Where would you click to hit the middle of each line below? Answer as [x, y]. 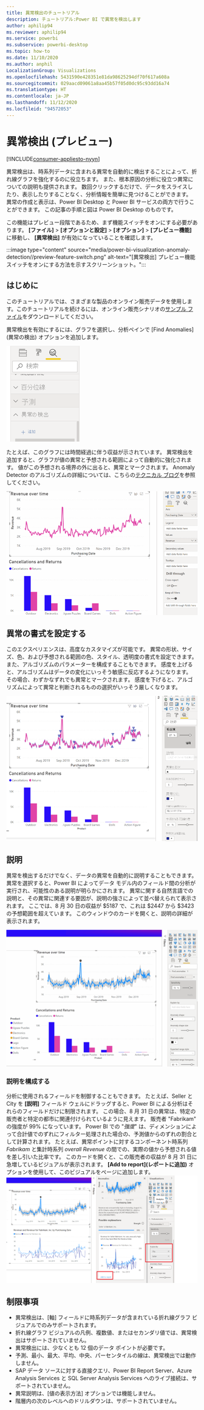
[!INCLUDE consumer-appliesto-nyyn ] [53, 159]
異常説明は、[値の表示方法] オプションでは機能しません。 [87, 1393]
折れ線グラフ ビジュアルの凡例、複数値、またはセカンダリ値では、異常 [104, 1332]
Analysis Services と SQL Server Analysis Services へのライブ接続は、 [104, 1378]
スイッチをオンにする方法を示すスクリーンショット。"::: [76, 264]
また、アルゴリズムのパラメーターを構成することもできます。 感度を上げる [100, 665]
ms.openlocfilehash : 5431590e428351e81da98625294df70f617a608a [88, 77]
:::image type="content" [36, 250]
